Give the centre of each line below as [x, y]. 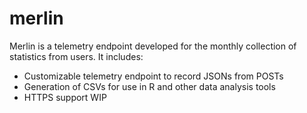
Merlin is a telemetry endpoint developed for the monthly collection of [153, 46]
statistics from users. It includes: [76, 56]
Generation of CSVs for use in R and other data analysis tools [149, 86]
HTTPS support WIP [65, 97]
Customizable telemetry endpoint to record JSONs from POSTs [153, 76]
